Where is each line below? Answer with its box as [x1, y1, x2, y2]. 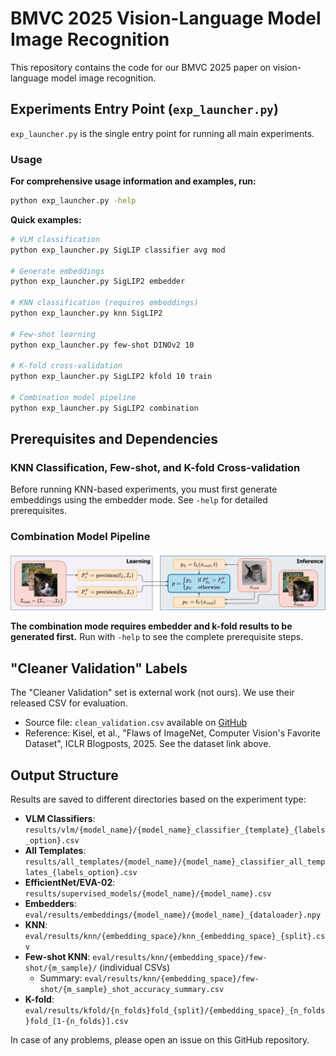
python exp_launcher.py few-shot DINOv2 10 [10, 340, 195, 350]
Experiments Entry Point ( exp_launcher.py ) [10, 101, 279, 118]
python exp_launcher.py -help [10, 196, 137, 206]
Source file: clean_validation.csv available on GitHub [24, 717, 248, 729]
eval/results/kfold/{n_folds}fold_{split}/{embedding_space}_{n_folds [24, 1005, 326, 1016]
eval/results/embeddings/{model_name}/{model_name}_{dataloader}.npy [24, 910, 322, 920]
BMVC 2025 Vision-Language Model [10, 7, 322, 30]
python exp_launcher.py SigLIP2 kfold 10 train [10, 372, 213, 382]
